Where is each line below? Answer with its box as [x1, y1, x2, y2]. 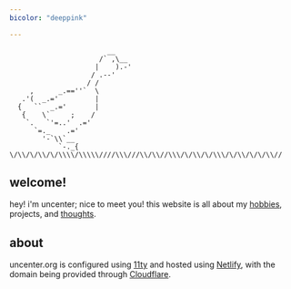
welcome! [9, 175, 66, 191]
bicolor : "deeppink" [9, 13, 88, 23]
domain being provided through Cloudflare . [9, 269, 171, 280]
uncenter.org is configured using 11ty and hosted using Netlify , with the [9, 259, 276, 270]
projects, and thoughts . [9, 209, 97, 220]
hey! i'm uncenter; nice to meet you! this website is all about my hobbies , [9, 199, 283, 210]
